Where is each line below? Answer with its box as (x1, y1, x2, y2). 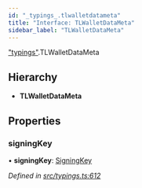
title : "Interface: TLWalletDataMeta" (8, 19, 135, 27)
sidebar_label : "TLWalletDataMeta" (8, 26, 125, 34)
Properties (8, 114, 61, 127)
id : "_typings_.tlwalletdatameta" (8, 11, 122, 20)
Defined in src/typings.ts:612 (8, 171, 101, 180)
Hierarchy (8, 70, 58, 83)
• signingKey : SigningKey (8, 155, 93, 165)
